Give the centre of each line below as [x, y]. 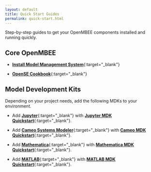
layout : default [21, 9]
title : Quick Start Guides [32, 14]
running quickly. [21, 37]
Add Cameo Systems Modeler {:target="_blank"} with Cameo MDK [79, 130]
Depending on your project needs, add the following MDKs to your [71, 101]
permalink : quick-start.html [34, 18]
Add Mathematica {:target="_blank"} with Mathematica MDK [73, 145]
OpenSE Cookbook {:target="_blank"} [50, 74]
